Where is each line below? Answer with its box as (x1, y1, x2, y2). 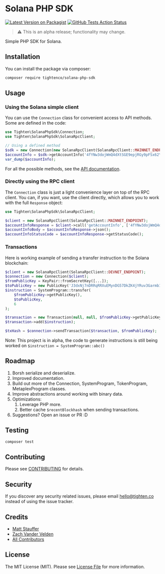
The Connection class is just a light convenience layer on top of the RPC (5, 189, 150, 195)
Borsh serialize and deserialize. (12, 370, 76, 376)
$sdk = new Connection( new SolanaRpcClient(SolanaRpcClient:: (5, 147, 135, 153)
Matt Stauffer (12, 526, 39, 532)
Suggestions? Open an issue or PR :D (12, 412, 88, 418)
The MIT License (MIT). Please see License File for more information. (5, 564, 145, 570)
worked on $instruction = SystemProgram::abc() (5, 343, 105, 349)
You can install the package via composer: (5, 66, 91, 71)
